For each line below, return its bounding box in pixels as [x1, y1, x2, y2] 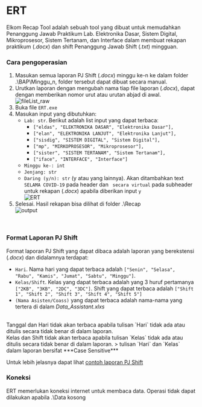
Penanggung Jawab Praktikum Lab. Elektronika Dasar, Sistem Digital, [6, 30, 178, 37]
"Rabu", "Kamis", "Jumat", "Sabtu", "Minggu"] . [14, 272, 136, 279]
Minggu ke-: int [24, 163, 65, 169]
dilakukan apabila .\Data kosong [6, 394, 86, 401]
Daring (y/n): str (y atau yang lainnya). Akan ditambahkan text [24, 175, 184, 182]
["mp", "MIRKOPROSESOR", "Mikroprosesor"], [33, 143, 144, 150]
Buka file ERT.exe [14, 104, 57, 111]
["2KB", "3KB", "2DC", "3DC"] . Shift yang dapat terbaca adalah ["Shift [14, 285, 194, 292]
